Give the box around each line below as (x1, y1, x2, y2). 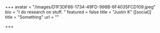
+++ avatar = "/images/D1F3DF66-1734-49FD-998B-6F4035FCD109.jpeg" (5, 4, 156, 10)
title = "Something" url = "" (5, 14, 60, 20)
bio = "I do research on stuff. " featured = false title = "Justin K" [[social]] (5, 9, 152, 15)
